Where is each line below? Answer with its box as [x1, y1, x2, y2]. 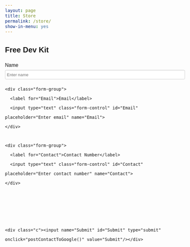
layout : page [5, 8, 36, 13]
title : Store [5, 13, 36, 19]
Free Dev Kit [5, 45, 49, 54]
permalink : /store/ [5, 18, 51, 24]
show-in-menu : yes [5, 24, 49, 29]
